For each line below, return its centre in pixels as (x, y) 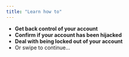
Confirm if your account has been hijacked (68, 35)
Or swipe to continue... (42, 47)
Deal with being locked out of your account (69, 41)
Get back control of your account (56, 28)
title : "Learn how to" (34, 12)
